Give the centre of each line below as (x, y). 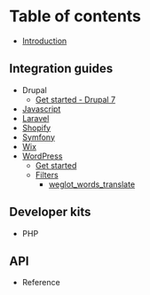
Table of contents (75, 16)
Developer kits (50, 212)
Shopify (36, 128)
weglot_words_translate (92, 184)
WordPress (42, 156)
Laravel (36, 118)
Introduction (44, 41)
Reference (41, 283)
